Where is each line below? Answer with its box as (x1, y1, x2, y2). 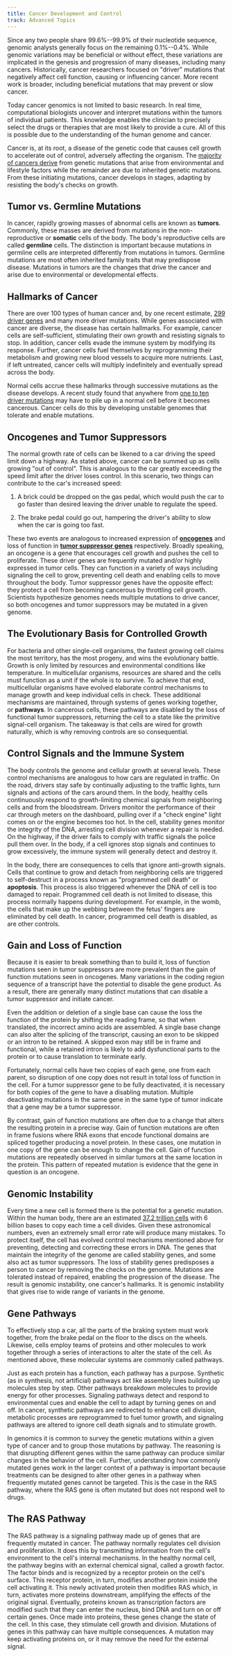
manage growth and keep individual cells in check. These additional (7, 690, 201, 699)
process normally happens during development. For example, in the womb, (7, 897, 222, 906)
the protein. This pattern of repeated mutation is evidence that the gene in (7, 1160, 218, 1169)
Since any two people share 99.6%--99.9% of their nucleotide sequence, (7, 35, 217, 44)
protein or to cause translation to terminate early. (7, 1053, 147, 1061)
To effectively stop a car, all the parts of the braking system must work (7, 1326, 209, 1334)
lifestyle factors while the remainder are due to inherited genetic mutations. (7, 166, 223, 174)
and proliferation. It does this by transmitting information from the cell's (7, 1546, 211, 1554)
